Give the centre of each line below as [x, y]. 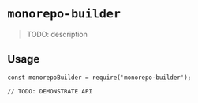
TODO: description [57, 34]
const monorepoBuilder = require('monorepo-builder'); [99, 78]
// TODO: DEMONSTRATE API [50, 91]
